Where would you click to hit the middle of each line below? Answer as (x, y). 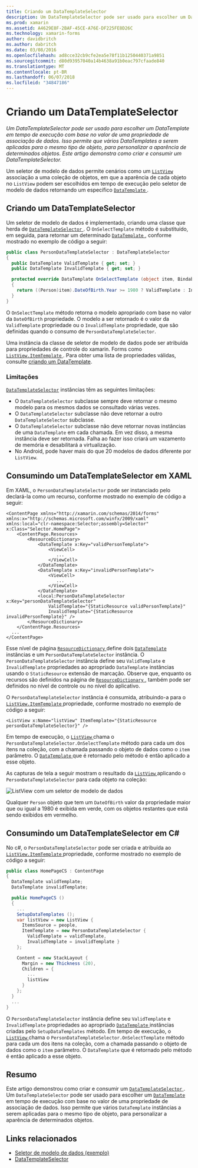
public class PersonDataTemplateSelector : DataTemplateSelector (88, 252)
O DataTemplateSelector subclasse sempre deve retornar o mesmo (96, 401)
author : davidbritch (32, 39)
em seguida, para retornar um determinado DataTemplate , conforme (89, 235)
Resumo (22, 1075)
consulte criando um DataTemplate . (49, 361)
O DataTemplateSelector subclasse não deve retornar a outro (88, 413)
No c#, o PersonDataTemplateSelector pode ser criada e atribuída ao (89, 847)
